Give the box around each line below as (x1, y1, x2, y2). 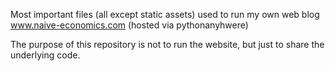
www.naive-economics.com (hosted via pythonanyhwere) (10, 19, 249, 31)
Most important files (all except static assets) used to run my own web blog (10, 9, 320, 20)
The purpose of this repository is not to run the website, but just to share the (10, 39, 325, 50)
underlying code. (10, 49, 81, 61)
